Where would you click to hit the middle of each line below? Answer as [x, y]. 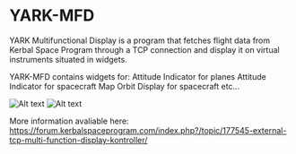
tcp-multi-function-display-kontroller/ [78, 140]
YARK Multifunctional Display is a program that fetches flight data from [140, 40]
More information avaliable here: [69, 121]
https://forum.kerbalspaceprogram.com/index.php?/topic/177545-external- [148, 130]
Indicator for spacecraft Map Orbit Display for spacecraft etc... [125, 86]
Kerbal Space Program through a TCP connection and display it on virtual [144, 49]
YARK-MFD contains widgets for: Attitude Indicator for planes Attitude [138, 76]
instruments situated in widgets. [68, 59]
